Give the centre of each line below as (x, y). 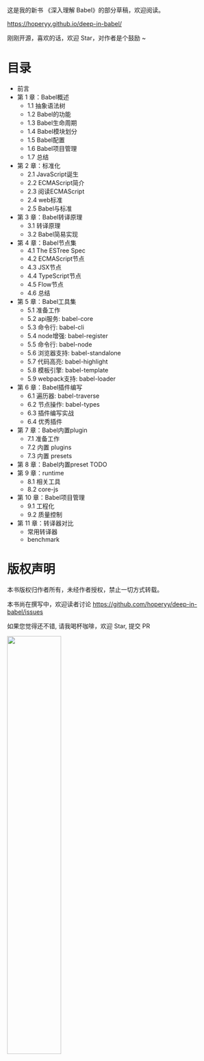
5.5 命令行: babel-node (60, 344)
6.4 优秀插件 (45, 421)
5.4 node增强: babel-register (67, 335)
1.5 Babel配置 (46, 140)
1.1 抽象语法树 (46, 106)
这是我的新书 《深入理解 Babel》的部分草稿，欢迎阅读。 (86, 10)
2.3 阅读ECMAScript (56, 191)
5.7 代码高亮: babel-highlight (67, 361)
